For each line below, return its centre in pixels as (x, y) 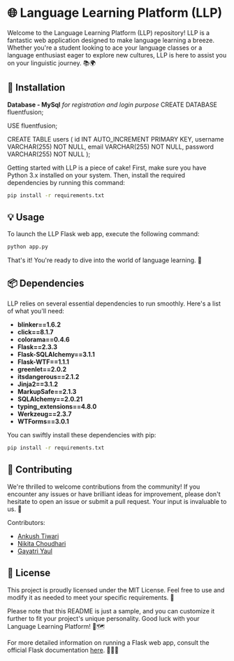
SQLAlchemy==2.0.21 (50, 399)
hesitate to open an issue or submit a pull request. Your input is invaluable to (117, 501)
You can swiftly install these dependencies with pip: (82, 435)
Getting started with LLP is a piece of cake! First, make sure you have (107, 168)
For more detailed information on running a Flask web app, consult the (108, 642)
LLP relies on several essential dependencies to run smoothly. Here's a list (114, 304)
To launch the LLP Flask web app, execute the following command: (103, 234)
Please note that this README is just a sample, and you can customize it (111, 611)
